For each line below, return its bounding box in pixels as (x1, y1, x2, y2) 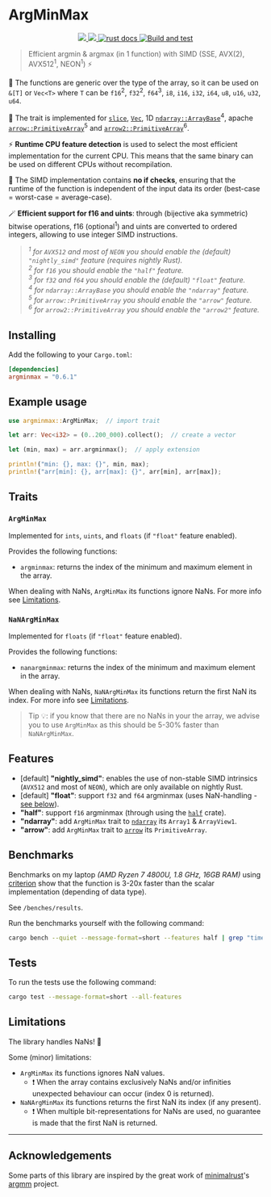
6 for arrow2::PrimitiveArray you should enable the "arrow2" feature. (27, 303, 260, 315)
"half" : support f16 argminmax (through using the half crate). (19, 807, 227, 817)
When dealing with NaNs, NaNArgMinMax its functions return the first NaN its (8, 686, 256, 696)
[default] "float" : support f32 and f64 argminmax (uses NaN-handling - (19, 790, 258, 800)
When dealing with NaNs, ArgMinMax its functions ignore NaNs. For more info (8, 586, 262, 596)
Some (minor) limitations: (8, 1052, 92, 1062)
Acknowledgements (8, 1149, 112, 1163)
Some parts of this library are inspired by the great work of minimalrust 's (8, 1170, 250, 1180)
